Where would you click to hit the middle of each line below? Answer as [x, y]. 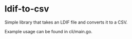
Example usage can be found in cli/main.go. [48, 31]
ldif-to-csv [27, 9]
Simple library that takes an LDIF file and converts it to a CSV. [66, 22]
